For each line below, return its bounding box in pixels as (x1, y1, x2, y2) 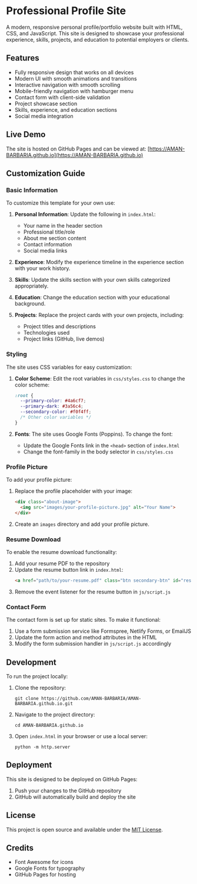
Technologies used (23, 329, 70, 336)
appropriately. (14, 282, 49, 289)
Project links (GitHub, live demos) (23, 335, 105, 342)
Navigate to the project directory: (14, 711, 95, 718)
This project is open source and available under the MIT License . (6, 826, 163, 833)
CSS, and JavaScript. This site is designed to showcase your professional (6, 29, 184, 36)
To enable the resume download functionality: (6, 549, 118, 556)
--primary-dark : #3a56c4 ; (20, 403, 84, 409)
